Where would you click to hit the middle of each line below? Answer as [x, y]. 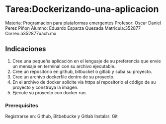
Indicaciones [26, 49]
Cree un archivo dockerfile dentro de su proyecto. [63, 77]
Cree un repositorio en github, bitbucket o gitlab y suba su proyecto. [82, 71]
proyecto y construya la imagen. [45, 87]
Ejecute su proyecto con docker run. [49, 92]
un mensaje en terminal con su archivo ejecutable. [64, 66]
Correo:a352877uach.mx [31, 33]
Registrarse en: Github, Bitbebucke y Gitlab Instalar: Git [61, 116]
